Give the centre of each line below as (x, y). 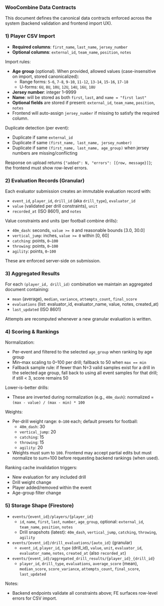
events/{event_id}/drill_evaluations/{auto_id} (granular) (72, 542)
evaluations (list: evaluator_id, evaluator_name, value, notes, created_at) (85, 304)
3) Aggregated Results (33, 273)
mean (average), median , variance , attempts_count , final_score (74, 299)
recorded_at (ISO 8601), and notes (47, 211)
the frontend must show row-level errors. (47, 168)
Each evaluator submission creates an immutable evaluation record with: (78, 191)
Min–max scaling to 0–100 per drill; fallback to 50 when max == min (79, 362)
